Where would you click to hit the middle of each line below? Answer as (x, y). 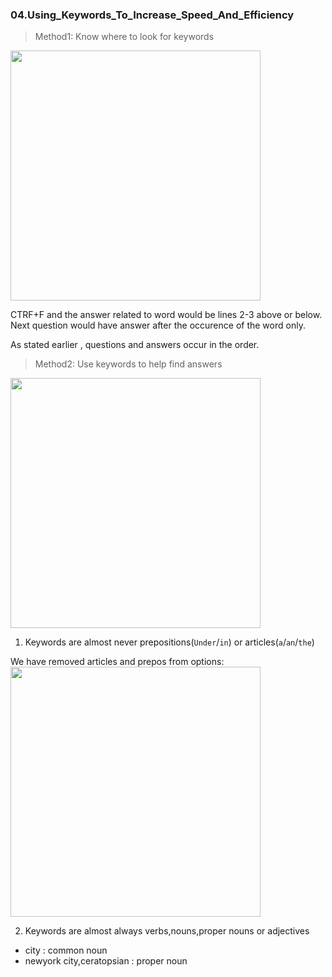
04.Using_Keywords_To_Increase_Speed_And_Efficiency (152, 15)
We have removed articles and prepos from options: (117, 662)
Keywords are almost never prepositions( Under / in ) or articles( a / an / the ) (169, 642)
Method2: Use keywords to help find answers (128, 364)
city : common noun (66, 950)
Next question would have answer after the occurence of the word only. (158, 325)
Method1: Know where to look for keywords (124, 37)
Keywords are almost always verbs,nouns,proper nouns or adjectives (167, 931)
